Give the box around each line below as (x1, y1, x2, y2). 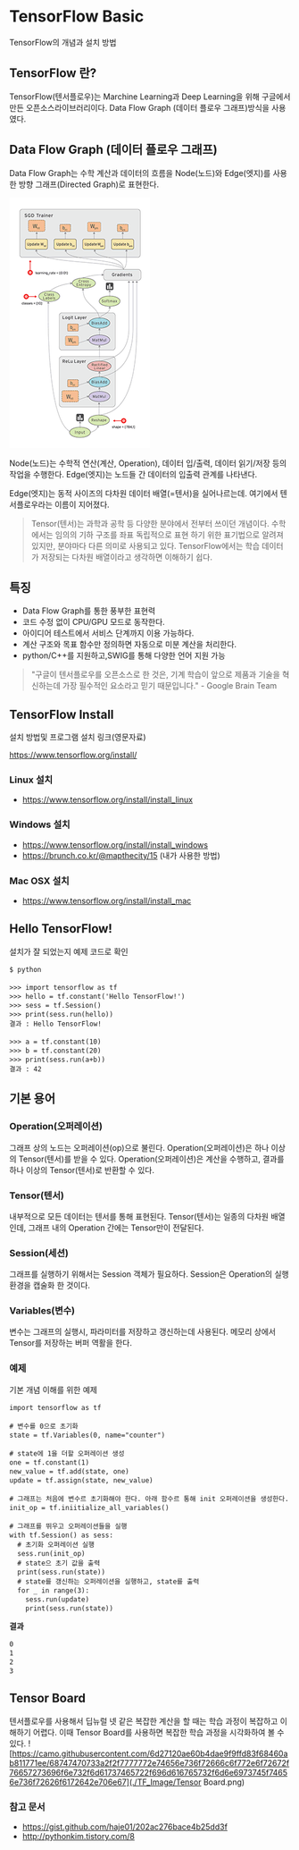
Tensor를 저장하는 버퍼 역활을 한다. (9, 1338, 132, 1348)
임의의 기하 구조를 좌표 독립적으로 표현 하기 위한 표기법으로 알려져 (54, 529, 284, 540)
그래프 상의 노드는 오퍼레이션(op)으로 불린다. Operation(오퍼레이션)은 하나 (9, 1142, 270, 1153)
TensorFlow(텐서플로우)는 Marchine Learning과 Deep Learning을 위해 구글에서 (9, 91, 291, 102)
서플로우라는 (9, 499, 54, 510)
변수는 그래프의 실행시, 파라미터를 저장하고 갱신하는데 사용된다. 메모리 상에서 (9, 1326, 277, 1338)
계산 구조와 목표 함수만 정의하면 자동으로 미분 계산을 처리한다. (21, 639, 237, 650)
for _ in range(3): (17, 1585, 90, 1595)
